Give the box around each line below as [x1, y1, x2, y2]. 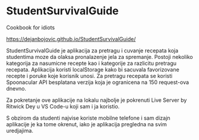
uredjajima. [6, 127, 34, 134]
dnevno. [6, 85, 27, 92]
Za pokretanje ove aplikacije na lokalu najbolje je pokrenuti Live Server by [6, 97, 187, 104]
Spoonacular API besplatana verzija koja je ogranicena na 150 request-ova [6, 79, 189, 86]
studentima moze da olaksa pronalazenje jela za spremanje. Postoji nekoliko [6, 53, 193, 60]
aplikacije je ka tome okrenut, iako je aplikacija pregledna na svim [6, 120, 167, 127]
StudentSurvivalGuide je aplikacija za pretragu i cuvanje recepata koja [6, 46, 179, 54]
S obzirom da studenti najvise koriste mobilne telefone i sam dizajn [6, 114, 170, 122]
